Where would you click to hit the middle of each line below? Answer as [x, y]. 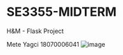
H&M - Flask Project [35, 31]
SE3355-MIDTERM [61, 12]
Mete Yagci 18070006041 [43, 44]
